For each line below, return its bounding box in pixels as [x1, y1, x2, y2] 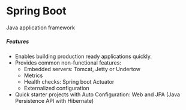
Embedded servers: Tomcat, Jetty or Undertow [23, 65, 141, 72]
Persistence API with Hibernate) [14, 97, 94, 104]
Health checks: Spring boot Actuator [23, 78, 115, 85]
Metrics [23, 72, 43, 79]
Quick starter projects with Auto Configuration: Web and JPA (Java [14, 91, 181, 98]
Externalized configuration [23, 84, 90, 91]
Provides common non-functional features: [14, 59, 122, 66]
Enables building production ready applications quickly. [14, 53, 152, 60]
